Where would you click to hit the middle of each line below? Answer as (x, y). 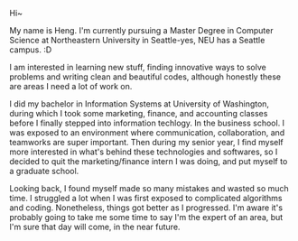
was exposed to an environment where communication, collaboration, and (147, 133)
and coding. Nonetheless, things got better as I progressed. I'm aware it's (146, 208)
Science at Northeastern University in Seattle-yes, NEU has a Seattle (137, 40)
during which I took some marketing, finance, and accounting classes (139, 113)
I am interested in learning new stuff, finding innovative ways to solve (138, 67)
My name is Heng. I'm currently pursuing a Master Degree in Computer (141, 30)
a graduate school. (44, 171)
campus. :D (31, 50)
